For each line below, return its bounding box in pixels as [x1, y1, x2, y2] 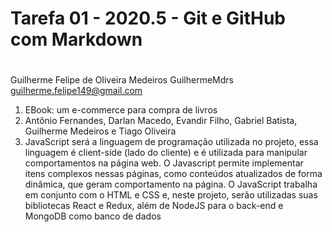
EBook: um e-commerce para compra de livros [24, 104, 218, 116]
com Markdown [10, 28, 143, 51]
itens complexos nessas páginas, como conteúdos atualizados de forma [24, 168, 323, 180]
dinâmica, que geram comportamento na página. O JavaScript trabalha [24, 178, 318, 191]
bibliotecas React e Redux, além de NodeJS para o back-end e [24, 200, 284, 212]
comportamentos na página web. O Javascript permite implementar [24, 157, 304, 169]
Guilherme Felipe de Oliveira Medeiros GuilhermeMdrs [10, 74, 234, 86]
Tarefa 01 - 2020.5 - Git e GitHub [10, 7, 286, 30]
